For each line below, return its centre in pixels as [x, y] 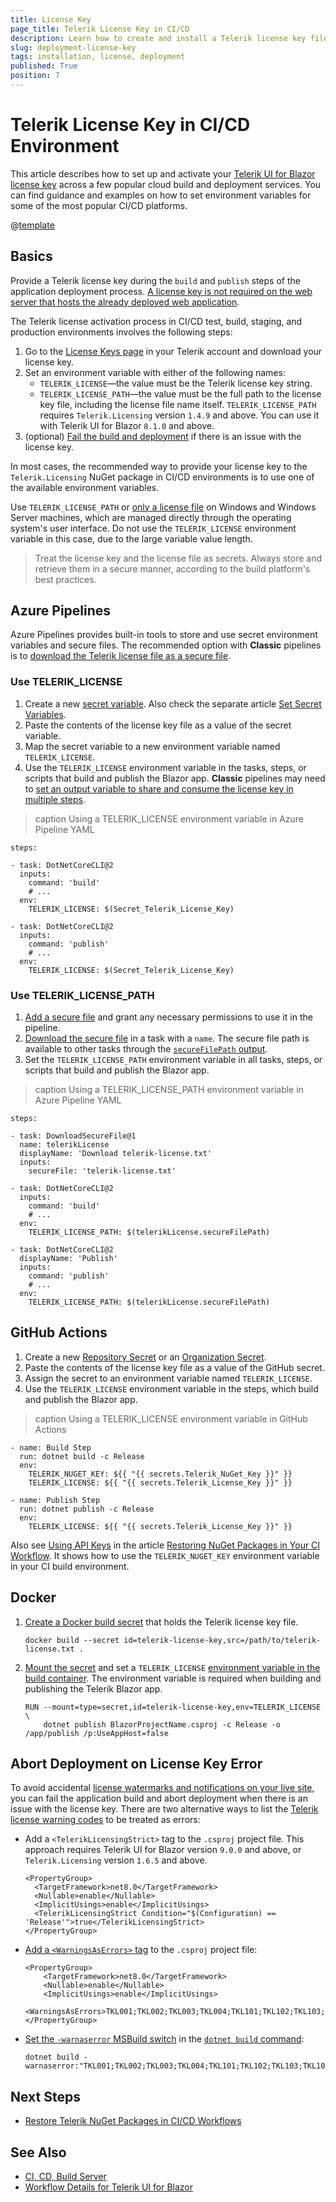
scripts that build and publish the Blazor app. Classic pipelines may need [175, 778]
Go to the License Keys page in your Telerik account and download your [173, 351]
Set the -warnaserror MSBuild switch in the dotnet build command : [164, 2039]
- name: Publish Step [55, 1500]
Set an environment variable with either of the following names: [155, 372]
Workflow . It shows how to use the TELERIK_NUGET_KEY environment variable [165, 1555]
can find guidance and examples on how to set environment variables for [161, 195]
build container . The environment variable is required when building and [173, 1678]
